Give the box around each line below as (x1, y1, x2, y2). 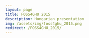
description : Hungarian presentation (5, 16, 84, 21)
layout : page (5, 7, 33, 12)
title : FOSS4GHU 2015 (5, 12, 51, 17)
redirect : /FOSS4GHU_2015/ (5, 26, 62, 31)
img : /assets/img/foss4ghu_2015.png (5, 21, 82, 26)
